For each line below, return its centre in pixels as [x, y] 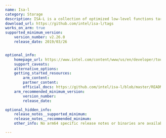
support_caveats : [32, 64]
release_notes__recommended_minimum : [53, 119]
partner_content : [41, 83]
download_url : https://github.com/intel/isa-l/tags [59, 23]
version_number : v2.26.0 [40, 37]
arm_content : [36, 78]
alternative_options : [36, 69]
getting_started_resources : [43, 73]
